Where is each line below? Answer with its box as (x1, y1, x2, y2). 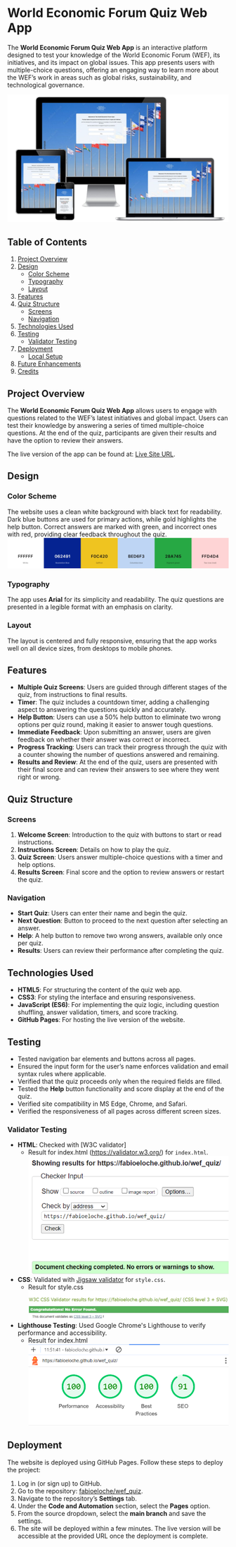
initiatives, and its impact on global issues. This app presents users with (7, 58, 215, 66)
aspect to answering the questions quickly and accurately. (17, 705, 187, 714)
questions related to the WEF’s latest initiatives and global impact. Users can (7, 414, 228, 422)
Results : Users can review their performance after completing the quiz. (17, 947, 224, 955)
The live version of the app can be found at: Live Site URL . (7, 450, 176, 458)
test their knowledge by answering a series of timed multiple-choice (7, 421, 205, 429)
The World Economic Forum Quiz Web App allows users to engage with (7, 406, 217, 414)
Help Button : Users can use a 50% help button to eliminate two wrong (17, 713, 221, 722)
